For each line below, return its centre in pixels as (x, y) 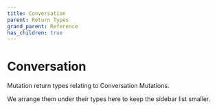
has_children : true (35, 33)
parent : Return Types (38, 20)
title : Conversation (37, 13)
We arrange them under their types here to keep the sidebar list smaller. (109, 99)
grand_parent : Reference (43, 26)
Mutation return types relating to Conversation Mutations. (88, 86)
